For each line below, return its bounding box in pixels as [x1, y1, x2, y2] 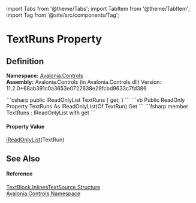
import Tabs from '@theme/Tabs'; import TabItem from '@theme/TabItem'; [6, 5, 191, 12]
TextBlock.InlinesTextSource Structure [6, 183, 101, 190]
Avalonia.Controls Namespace [6, 190, 81, 197]
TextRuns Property [6, 32, 102, 46]
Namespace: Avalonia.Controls [6, 72, 83, 79]
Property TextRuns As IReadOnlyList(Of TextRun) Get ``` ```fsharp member [6, 103, 189, 110]
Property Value [6, 123, 45, 130]
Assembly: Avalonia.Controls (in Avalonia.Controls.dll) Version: [6, 78, 162, 86]
